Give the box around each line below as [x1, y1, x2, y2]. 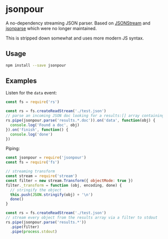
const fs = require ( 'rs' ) [5, 99, 59, 104]
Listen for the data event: [5, 90, 57, 96]
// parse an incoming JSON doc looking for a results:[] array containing [5, 113, 165, 118]
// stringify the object [10, 187, 62, 192]
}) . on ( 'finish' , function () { [5, 127, 69, 132]
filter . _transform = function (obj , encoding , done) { [5, 182, 122, 188]
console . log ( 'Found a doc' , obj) [10, 122, 80, 127]
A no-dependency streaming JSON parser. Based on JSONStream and [5, 20, 151, 26]
